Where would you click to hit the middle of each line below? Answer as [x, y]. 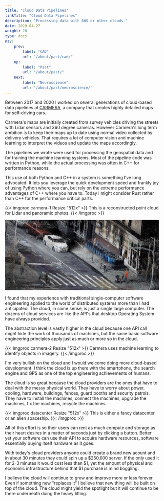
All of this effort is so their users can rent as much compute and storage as [80, 428]
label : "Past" [37, 67]
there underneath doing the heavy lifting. [46, 494]
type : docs [16, 36]
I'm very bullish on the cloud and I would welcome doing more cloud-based [81, 363]
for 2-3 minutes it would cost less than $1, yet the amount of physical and [79, 463]
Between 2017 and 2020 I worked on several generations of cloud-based [79, 102]
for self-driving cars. [26, 113]
